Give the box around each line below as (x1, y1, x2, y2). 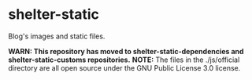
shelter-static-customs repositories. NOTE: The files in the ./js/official (8, 55, 240, 64)
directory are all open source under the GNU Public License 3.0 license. (8, 63, 241, 72)
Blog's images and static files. (8, 31, 106, 41)
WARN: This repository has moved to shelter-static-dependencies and (8, 46, 244, 56)
